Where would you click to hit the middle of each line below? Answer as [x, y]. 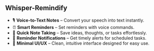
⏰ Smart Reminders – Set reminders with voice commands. [73, 27]
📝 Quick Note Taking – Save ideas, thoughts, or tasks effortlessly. [80, 33]
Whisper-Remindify [36, 8]
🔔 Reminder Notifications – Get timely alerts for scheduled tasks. [79, 38]
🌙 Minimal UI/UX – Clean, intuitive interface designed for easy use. [81, 43]
